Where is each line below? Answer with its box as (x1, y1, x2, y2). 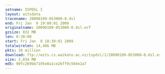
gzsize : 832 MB (5, 30, 36, 35)
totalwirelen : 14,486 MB (5, 43, 56, 48)
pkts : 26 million (5, 48, 41, 53)
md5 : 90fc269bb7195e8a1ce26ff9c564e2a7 (5, 61, 87, 66)
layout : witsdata (5, 12, 41, 17)
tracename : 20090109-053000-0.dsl (5, 16, 76, 21)
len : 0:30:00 (5, 35, 32, 39)
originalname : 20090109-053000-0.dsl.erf (5, 25, 91, 30)
